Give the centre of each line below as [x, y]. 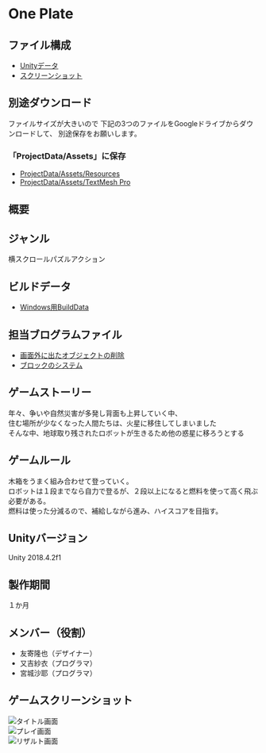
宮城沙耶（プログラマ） [58, 673]
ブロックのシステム [51, 365]
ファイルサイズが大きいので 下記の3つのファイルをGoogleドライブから [124, 123]
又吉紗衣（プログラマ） [58, 663]
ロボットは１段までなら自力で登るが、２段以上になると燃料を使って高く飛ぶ [133, 491]
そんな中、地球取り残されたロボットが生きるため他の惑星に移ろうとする [126, 432]
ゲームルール [40, 461]
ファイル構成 [40, 45]
